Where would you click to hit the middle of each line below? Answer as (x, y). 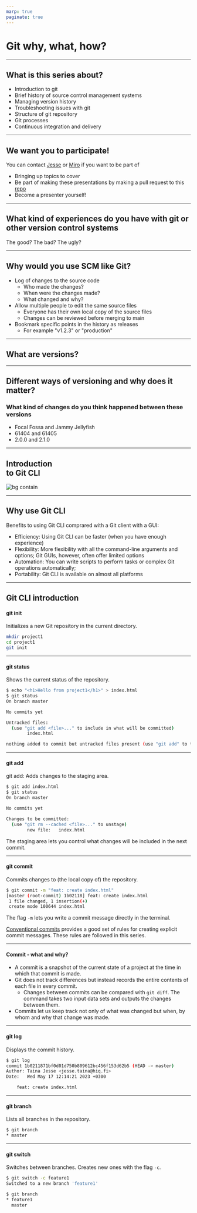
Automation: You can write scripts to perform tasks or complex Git (94, 562)
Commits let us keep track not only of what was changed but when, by (100, 1011)
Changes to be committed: (38, 819)
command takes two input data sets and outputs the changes (97, 999)
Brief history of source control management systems (78, 95)
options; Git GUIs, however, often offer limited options (79, 555)
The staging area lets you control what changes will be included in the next (97, 841)
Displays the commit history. (40, 1050)
